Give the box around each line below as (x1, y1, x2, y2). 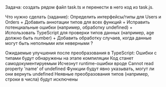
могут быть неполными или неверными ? (5, 40, 93, 46)
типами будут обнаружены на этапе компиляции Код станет (5, 55, 134, 61)
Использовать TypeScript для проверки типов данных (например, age (5, 30, 154, 35)
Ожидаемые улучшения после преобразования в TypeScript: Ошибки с (5, 50, 157, 56)
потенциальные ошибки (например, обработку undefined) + (5, 24, 133, 30)
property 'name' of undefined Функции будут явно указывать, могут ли (5, 66, 155, 72)
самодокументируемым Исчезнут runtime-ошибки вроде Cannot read (5, 61, 154, 66)
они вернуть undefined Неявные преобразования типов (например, (5, 71, 149, 77)
